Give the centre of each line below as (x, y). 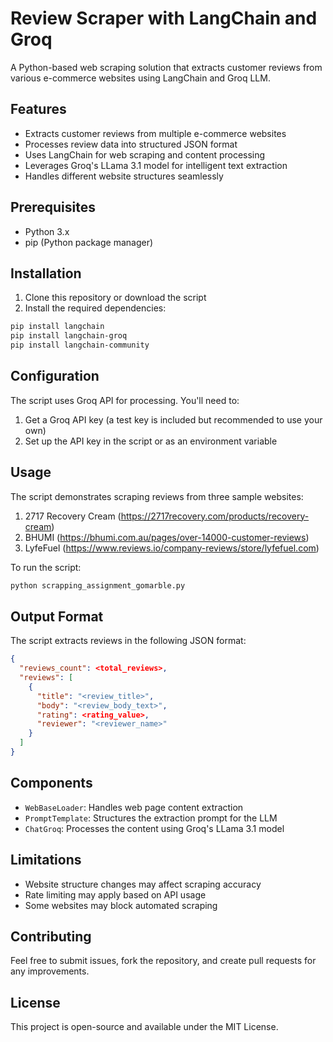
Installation (46, 273)
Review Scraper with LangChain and (164, 18)
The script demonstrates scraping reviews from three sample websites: (157, 496)
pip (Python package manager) (89, 242)
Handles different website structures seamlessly (124, 176)
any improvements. (50, 971)
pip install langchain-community (80, 345)
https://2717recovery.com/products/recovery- (215, 516)
